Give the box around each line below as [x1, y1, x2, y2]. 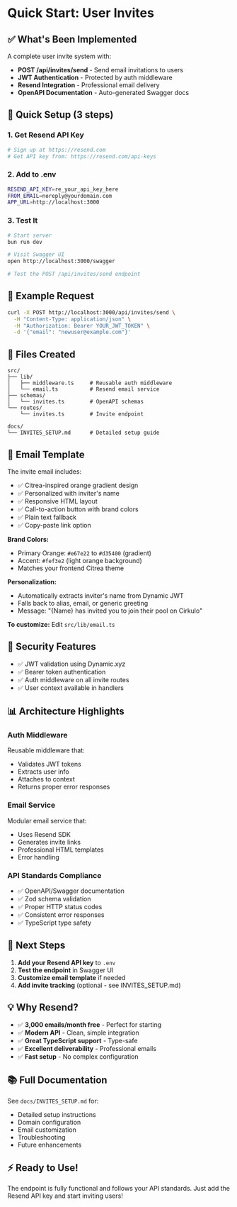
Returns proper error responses [17, 782, 110, 791]
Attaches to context [17, 775, 76, 784]
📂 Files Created [7, 348, 76, 360]
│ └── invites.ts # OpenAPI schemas [7, 399, 144, 406]
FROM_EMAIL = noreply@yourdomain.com [7, 192, 112, 199]
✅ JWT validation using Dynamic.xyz [17, 660, 126, 668]
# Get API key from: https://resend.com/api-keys [7, 152, 157, 160]
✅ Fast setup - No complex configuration [17, 1052, 139, 1061]
